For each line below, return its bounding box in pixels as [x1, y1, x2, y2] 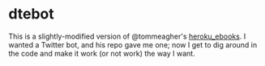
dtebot [8, 5, 54, 23]
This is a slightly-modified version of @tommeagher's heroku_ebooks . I [8, 31, 246, 41]
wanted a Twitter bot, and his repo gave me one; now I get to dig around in [8, 39, 258, 49]
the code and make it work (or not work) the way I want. [8, 48, 196, 58]
